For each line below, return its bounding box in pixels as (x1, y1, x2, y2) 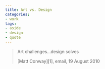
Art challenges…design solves (17, 48, 79, 55)
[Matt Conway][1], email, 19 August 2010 (17, 58, 100, 64)
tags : (5, 21, 16, 26)
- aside (5, 26, 21, 31)
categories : (5, 12, 30, 17)
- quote (5, 35, 21, 40)
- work (5, 16, 19, 21)
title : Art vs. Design (5, 7, 52, 12)
